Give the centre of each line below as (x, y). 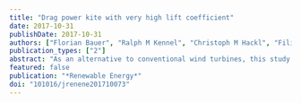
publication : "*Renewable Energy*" (76, 76)
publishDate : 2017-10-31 (56, 34)
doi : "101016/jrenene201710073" (69, 84)
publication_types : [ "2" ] (57, 51)
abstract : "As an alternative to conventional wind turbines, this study (150, 59)
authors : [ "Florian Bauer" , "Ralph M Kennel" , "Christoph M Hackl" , (140, 43)
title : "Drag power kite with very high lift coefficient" (122, 17)
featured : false (39, 68)
